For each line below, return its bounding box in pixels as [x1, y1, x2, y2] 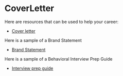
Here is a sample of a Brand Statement [4, 37, 82, 43]
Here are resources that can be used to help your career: [4, 19, 119, 25]
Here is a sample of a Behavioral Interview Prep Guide [4, 56, 113, 62]
